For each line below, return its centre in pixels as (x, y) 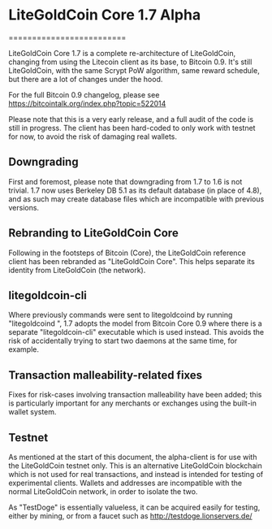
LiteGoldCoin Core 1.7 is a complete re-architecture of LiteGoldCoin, (122, 53)
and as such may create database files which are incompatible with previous (136, 199)
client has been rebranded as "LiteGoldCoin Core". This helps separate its (132, 261)
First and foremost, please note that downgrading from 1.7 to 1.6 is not (125, 181)
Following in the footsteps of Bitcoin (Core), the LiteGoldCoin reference (127, 253)
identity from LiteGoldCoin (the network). (77, 270)
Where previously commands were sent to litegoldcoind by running (121, 315)
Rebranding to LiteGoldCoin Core (93, 233)
